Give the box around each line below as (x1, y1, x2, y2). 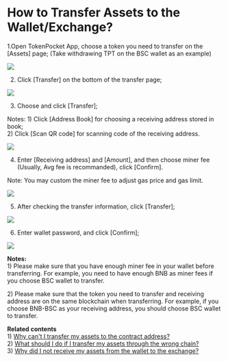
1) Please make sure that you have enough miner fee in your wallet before (7, 262, 214, 270)
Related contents (7, 324, 57, 333)
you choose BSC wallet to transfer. (7, 276, 105, 285)
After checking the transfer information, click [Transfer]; (16, 202, 175, 210)
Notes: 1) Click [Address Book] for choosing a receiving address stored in (7, 114, 214, 123)
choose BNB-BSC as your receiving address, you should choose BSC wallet (7, 304, 221, 313)
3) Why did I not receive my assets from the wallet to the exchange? (7, 346, 199, 354)
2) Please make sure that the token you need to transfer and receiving (7, 289, 204, 298)
